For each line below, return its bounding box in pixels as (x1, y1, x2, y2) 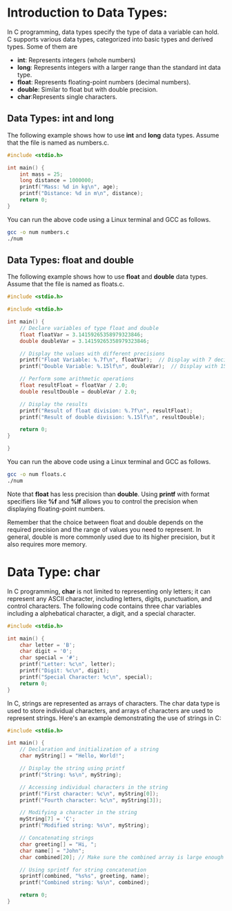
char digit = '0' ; (19, 648, 72, 655)
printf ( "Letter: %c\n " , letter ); (19, 661, 116, 668)
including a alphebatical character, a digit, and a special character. (7, 609, 195, 617)
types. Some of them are (7, 42, 78, 50)
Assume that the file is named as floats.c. (7, 280, 125, 288)
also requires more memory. (7, 540, 88, 548)
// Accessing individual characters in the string (19, 784, 168, 791)
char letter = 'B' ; (19, 641, 76, 648)
